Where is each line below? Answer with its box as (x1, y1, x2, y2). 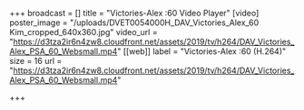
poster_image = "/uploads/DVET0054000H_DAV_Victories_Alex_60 (9, 17, 260, 28)
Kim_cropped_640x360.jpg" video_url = (9, 27, 158, 37)
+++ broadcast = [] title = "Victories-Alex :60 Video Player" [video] (9, 8, 260, 18)
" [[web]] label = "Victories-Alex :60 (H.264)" (117, 46, 287, 57)
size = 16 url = (9, 56, 63, 66)
